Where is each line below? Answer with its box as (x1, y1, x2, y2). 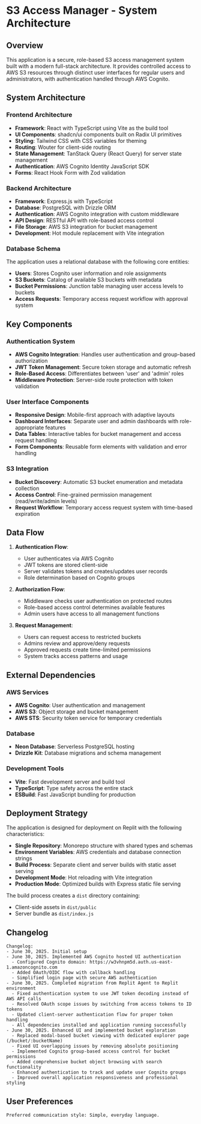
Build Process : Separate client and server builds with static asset (14, 861, 176, 868)
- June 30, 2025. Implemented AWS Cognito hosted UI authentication (6, 954, 181, 960)
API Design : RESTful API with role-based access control (14, 217, 154, 224)
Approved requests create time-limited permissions (23, 646, 151, 653)
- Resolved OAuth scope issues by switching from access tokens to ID (11, 1001, 192, 1008)
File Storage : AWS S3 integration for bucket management (14, 223, 158, 230)
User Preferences (6, 1096, 73, 1107)
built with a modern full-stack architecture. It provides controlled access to (6, 62, 191, 70)
